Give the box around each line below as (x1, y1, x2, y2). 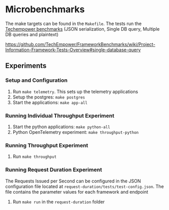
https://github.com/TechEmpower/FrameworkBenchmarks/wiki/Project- (5, 41, 156, 47)
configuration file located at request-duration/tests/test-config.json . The (5, 183, 164, 190)
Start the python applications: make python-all (12, 124, 110, 130)
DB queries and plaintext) (5, 31, 59, 37)
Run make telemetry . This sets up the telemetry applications (12, 88, 138, 95)
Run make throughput (12, 153, 57, 159)
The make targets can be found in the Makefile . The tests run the (5, 20, 142, 27)
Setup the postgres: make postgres (12, 94, 86, 100)
